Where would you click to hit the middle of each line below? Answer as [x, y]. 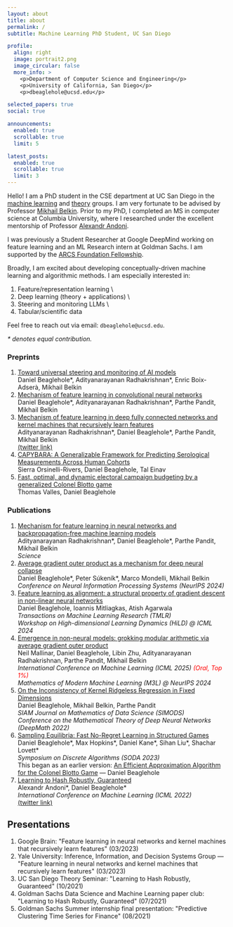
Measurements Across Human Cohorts [74, 462]
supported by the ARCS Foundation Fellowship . [75, 254]
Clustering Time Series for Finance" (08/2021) [84, 916]
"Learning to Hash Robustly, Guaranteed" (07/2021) [92, 901]
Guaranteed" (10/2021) [50, 886]
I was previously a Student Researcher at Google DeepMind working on [111, 239]
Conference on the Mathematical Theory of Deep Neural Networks [114, 720]
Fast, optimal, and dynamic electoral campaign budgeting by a [107, 477]
